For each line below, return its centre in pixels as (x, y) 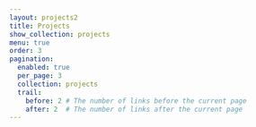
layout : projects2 (44, 17)
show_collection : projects (60, 34)
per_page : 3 (40, 76)
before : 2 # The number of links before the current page (136, 101)
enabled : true (44, 68)
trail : (30, 92)
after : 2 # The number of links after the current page (134, 109)
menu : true (30, 42)
